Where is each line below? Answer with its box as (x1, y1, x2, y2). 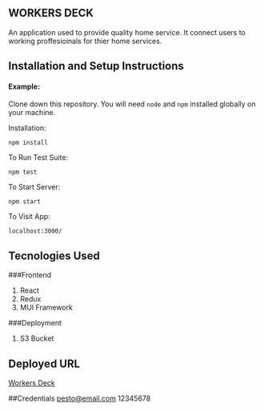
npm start (8, 198, 42, 206)
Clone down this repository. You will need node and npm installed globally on (8, 99, 256, 109)
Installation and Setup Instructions (8, 59, 184, 73)
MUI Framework (19, 303, 74, 313)
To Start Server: (8, 182, 61, 192)
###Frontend (8, 270, 52, 280)
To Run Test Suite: (8, 153, 69, 162)
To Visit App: (8, 212, 50, 221)
